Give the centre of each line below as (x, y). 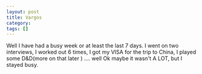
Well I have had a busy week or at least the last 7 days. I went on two (92, 46)
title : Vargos (24, 17)
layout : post (23, 12)
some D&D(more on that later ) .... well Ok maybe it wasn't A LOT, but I (94, 58)
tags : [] (17, 29)
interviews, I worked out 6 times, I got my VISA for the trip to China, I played (101, 52)
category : (19, 23)
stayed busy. (22, 65)
